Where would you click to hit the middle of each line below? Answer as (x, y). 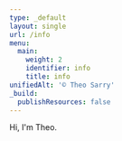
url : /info (30, 34)
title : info (48, 77)
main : (28, 52)
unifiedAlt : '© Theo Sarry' (62, 85)
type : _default (38, 18)
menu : (19, 43)
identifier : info (58, 69)
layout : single (38, 26)
